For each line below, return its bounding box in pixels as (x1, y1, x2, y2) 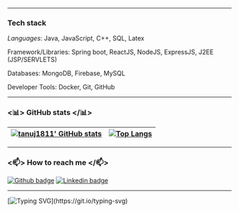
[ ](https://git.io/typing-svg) (7, 196, 128, 205)
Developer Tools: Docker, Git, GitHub (7, 83, 115, 91)
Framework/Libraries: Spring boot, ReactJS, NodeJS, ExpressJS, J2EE (7, 48, 214, 57)
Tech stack (7, 18, 46, 28)
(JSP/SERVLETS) (7, 55, 58, 64)
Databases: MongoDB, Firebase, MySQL (7, 69, 126, 78)
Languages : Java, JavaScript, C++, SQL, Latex (7, 34, 144, 43)
